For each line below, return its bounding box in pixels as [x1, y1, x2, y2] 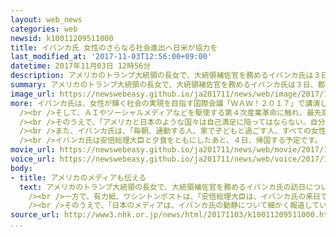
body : [10, 163, 33, 173]
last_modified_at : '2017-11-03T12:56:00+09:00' [10, 52, 213, 62]
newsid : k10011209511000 [10, 33, 114, 43]
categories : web [10, 24, 78, 34]
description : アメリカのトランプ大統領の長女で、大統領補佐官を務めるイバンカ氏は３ [10, 71, 322, 81]
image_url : [10, 89, 56, 99]
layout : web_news [10, 14, 83, 25]
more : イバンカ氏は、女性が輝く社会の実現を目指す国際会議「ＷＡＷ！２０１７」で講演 [10, 98, 321, 108]
